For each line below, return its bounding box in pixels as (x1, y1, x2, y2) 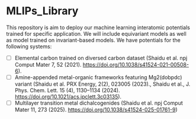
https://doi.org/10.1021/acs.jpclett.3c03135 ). (14, 93, 122, 101)
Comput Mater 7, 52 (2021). (14, 61, 82, 68)
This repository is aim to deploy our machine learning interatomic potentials (6, 24, 191, 31)
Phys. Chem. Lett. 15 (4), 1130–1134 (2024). (14, 87, 120, 94)
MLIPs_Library (6, 4, 79, 18)
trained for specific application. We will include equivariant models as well (6, 30, 187, 37)
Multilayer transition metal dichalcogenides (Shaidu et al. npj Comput (14, 99, 184, 107)
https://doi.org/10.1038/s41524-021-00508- (82, 61, 189, 68)
